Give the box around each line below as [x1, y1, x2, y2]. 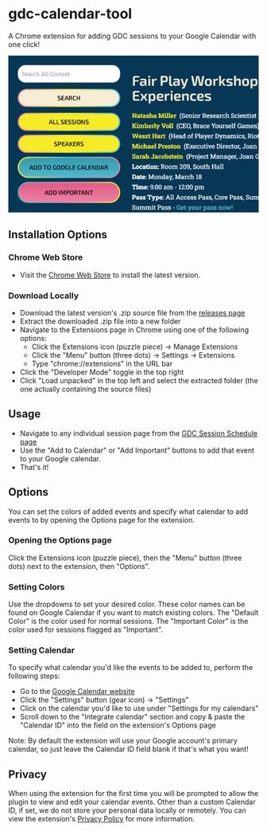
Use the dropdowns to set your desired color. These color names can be [8, 599, 246, 610]
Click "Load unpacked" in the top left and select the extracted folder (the [19, 375, 258, 385]
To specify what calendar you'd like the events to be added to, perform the [8, 663, 253, 672]
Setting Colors [8, 581, 65, 592]
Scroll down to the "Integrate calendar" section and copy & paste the [19, 712, 246, 722]
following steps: [8, 671, 60, 681]
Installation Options [8, 228, 108, 241]
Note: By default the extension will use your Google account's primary [8, 736, 238, 746]
